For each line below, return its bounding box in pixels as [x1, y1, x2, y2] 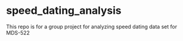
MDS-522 [6, 29, 30, 36]
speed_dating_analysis [6, 4, 122, 17]
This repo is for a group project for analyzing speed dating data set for [6, 23, 177, 30]
